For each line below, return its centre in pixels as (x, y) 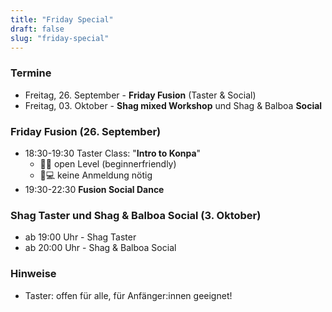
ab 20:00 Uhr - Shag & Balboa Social (100, 248)
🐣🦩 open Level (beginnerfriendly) (108, 163)
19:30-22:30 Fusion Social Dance (94, 189)
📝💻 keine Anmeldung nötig (96, 175)
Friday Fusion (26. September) (86, 131)
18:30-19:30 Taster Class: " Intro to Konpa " (113, 153)
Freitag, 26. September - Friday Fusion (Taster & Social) (140, 95)
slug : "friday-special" (60, 38)
